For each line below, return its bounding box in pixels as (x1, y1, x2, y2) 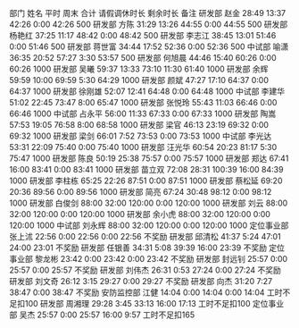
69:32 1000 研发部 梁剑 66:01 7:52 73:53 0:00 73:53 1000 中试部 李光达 (9, 130, 272, 141)
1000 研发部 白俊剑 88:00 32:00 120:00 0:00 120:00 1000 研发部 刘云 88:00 (9, 198, 288, 208)
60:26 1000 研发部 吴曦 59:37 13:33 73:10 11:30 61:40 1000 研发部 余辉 (9, 63, 269, 74)
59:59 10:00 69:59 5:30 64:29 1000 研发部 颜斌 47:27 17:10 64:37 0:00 (9, 75, 270, 85)
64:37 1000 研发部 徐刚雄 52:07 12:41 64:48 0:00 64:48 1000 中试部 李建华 (9, 86, 286, 97)
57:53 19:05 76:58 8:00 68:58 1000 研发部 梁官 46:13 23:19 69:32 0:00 (9, 120, 270, 130)
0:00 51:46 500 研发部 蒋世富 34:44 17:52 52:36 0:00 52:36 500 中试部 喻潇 (9, 41, 289, 52)
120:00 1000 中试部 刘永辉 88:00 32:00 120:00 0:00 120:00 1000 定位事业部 (9, 220, 289, 231)
